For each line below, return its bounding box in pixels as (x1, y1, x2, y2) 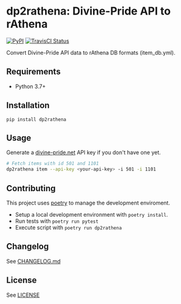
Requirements (6, 67, 61, 77)
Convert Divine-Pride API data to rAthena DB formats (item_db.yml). (6, 49, 176, 56)
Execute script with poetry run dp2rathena (15, 223, 122, 231)
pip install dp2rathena (6, 117, 67, 123)
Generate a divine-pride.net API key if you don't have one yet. (6, 149, 161, 156)
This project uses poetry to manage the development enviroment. (6, 199, 170, 206)
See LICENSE (6, 291, 40, 299)
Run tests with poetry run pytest (15, 217, 99, 225)
